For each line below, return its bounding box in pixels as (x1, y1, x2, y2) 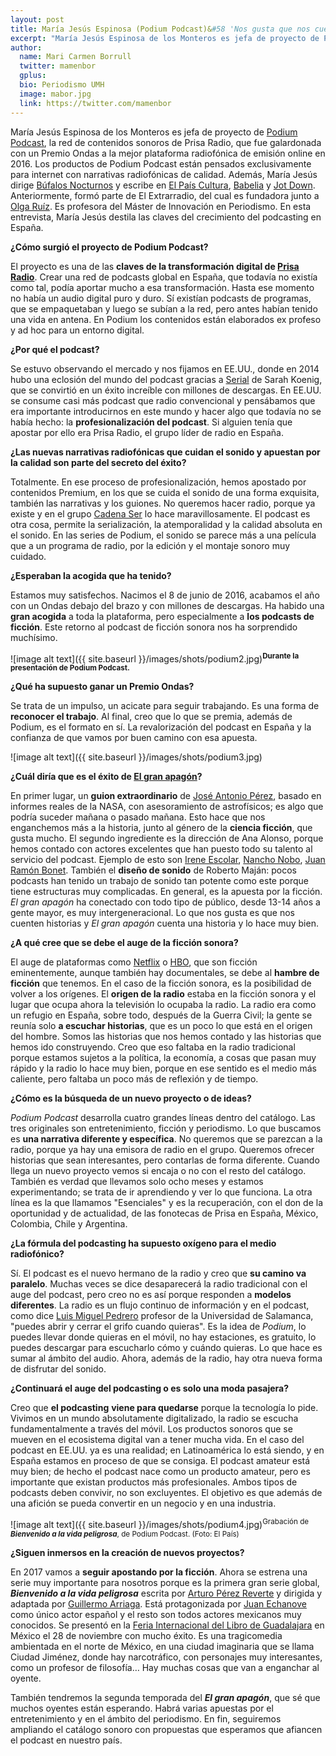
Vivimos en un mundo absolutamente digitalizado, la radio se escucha (10, 1412, 299, 1425)
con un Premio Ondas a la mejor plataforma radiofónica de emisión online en (10, 147, 326, 159)
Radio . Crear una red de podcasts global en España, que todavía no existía (10, 271, 318, 283)
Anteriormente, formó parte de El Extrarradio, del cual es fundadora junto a (10, 189, 320, 201)
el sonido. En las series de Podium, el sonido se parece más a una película (10, 529, 317, 541)
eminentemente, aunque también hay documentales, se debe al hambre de (10, 967, 320, 979)
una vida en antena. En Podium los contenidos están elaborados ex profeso (10, 313, 322, 325)
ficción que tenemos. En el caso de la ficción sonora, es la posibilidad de (10, 977, 312, 990)
